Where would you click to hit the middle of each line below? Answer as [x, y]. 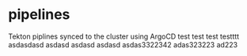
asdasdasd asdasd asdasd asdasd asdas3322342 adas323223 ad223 [123, 44]
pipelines [39, 15]
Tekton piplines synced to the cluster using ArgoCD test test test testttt [124, 36]
